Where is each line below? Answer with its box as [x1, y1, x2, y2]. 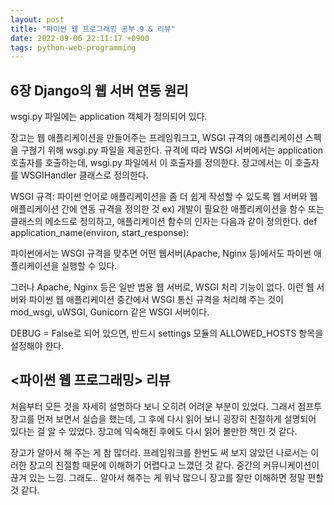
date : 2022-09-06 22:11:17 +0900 [10, 33, 150, 43]
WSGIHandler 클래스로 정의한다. [20, 169, 149, 181]
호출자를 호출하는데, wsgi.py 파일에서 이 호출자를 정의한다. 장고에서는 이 [10, 157, 293, 169]
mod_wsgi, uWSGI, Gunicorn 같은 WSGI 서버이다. [10, 306, 210, 318]
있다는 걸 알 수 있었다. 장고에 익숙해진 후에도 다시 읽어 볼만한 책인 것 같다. [10, 425, 298, 437]
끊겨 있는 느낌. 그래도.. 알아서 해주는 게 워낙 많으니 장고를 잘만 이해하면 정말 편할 [10, 471, 325, 483]
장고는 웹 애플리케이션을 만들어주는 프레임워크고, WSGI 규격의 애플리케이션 [10, 132, 303, 144]
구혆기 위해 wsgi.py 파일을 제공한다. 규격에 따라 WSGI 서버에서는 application [20, 144, 324, 156]
